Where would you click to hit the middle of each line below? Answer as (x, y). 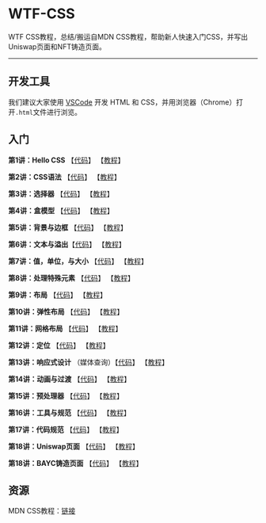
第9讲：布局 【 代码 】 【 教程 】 (57, 295)
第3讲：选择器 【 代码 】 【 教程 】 (61, 193)
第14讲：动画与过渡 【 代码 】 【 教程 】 (70, 379)
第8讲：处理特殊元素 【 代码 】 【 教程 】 (71, 277)
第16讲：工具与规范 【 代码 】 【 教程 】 (70, 412)
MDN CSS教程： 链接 (42, 511)
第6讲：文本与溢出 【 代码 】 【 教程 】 (67, 244)
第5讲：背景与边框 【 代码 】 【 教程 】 (68, 227)
